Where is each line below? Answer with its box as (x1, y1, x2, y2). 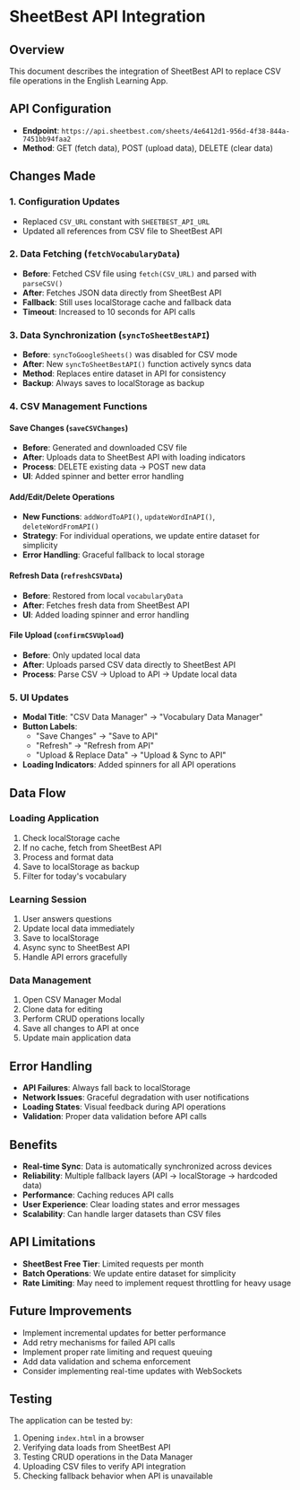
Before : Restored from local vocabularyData (21, 590, 184, 600)
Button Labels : (21, 721, 78, 732)
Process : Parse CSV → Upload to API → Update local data (21, 669, 237, 679)
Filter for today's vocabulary (21, 871, 127, 881)
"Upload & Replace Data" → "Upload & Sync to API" (35, 749, 227, 760)
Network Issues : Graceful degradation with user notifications (21, 1092, 250, 1103)
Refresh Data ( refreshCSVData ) (9, 570, 124, 581)
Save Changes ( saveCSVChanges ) (9, 422, 128, 433)
